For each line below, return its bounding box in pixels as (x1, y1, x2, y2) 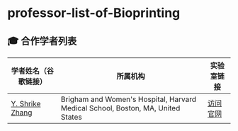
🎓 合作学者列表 (7, 35, 77, 47)
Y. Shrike (11, 99, 41, 108)
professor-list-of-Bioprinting (7, 5, 181, 21)
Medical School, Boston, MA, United (60, 103, 181, 113)
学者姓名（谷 (11, 66, 55, 76)
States (60, 112, 83, 122)
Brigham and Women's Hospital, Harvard (60, 94, 197, 104)
